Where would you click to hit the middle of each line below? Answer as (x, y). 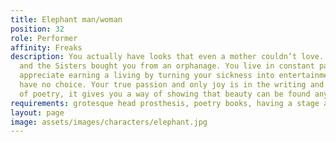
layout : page (37, 112)
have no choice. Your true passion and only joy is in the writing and (172, 85)
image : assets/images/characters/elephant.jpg (109, 122)
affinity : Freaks (46, 47)
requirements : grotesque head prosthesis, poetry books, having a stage (165, 103)
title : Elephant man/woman (66, 19)
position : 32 (37, 29)
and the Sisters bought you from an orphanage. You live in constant (167, 66)
